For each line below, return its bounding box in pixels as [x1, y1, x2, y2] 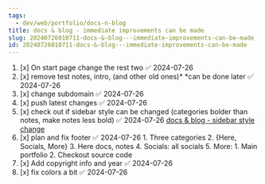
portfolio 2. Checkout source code [19, 150, 133, 159]
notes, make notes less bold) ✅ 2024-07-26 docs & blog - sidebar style [19, 116, 255, 125]
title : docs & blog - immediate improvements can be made [8, 26, 205, 34]
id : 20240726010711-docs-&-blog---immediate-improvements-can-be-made [8, 41, 247, 49]
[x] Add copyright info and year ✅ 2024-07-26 [19, 159, 173, 168]
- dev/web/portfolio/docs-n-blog [15, 19, 127, 27]
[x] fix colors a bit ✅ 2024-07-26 [19, 167, 128, 177]
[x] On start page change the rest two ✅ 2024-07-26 [19, 63, 193, 72]
